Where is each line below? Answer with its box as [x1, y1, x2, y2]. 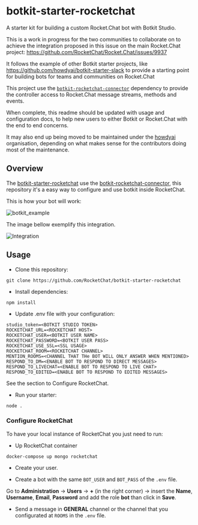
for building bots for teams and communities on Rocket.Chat [6, 73, 155, 80]
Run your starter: [14, 391, 57, 398]
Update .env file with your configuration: [14, 310, 115, 317]
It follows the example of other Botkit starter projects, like [6, 60, 148, 67]
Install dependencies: [14, 288, 68, 295]
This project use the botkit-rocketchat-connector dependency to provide [6, 84, 188, 91]
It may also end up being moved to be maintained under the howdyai [6, 133, 176, 141]
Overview [6, 163, 44, 174]
